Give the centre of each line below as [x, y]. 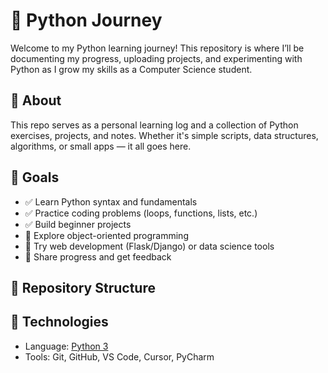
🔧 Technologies [59, 322]
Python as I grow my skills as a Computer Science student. [131, 69]
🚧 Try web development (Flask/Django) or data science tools [149, 246]
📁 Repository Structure [83, 287]
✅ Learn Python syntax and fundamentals [111, 201]
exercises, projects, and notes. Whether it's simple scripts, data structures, [164, 135]
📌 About [36, 100]
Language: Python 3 [66, 346]
